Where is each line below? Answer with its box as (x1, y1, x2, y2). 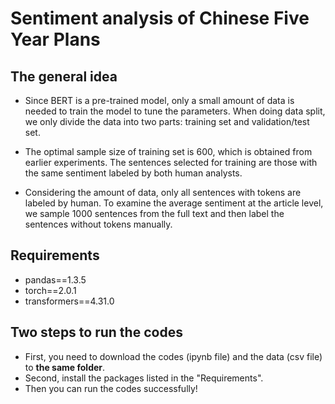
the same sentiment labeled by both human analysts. (24, 167, 243, 179)
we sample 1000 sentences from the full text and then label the (24, 208, 285, 219)
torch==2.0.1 (24, 284, 77, 296)
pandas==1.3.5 (24, 273, 87, 286)
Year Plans (10, 28, 101, 51)
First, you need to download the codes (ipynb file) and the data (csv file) (24, 350, 323, 362)
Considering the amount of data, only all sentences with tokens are (24, 187, 302, 198)
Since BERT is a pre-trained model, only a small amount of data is (24, 95, 295, 106)
